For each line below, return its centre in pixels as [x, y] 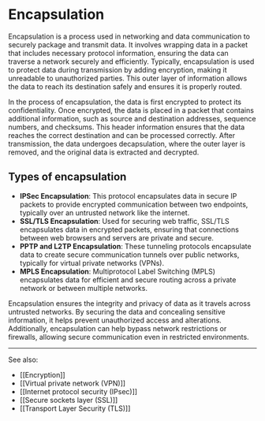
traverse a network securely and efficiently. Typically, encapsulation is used [131, 61]
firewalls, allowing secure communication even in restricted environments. [129, 337]
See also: [23, 360]
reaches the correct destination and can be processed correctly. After [122, 135]
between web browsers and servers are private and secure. [117, 237]
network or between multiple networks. [84, 288]
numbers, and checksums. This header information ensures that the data [127, 127]
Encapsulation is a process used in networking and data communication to [129, 36]
